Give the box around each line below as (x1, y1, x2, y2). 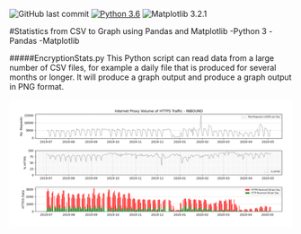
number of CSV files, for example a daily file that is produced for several (9, 63, 277, 73)
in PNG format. (9, 82, 65, 91)
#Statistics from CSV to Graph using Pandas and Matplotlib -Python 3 (9, 26, 267, 36)
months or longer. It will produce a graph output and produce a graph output (9, 72, 292, 82)
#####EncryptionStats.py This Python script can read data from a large (9, 53, 275, 63)
